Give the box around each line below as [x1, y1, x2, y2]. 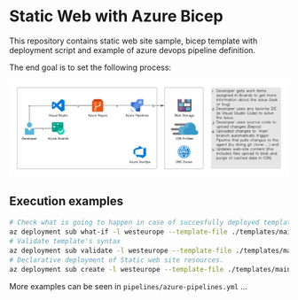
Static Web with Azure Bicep [9, 6, 223, 27]
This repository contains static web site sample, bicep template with [9, 35, 258, 46]
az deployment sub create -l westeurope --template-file [9, 265, 224, 273]
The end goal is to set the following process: [9, 62, 171, 73]
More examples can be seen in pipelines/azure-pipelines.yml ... [9, 281, 248, 291]
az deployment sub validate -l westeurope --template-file [9, 246, 232, 256]
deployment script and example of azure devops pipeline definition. [9, 44, 255, 55]
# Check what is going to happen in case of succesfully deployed [9, 219, 260, 227]
